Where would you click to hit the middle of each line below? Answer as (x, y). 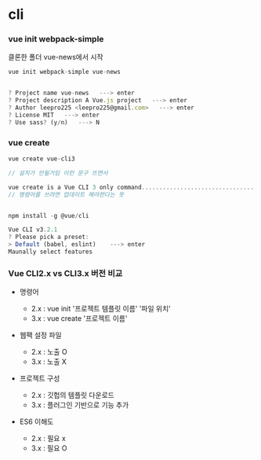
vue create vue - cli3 (42, 159)
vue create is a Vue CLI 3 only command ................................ (131, 187)
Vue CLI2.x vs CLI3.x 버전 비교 (65, 273)
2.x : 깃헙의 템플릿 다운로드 (73, 396)
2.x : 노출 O (49, 352)
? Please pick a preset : (49, 237)
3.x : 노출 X (49, 362)
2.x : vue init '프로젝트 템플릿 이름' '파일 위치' (101, 309)
